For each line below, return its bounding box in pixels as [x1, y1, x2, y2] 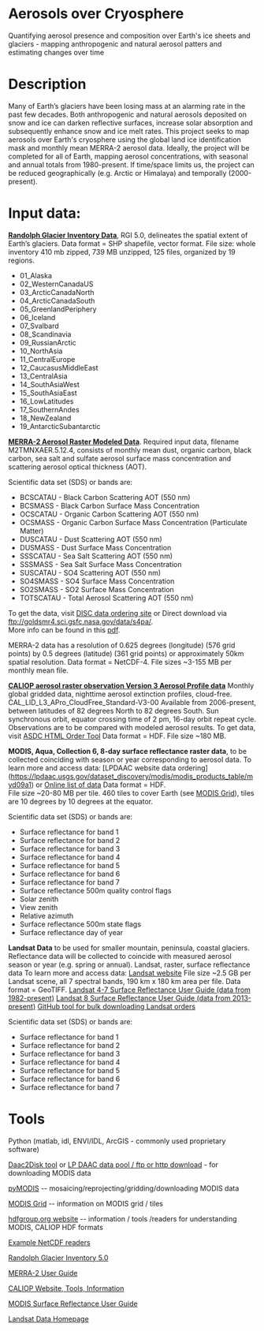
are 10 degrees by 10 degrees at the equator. [8, 796, 154, 806]
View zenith [19, 902, 58, 912]
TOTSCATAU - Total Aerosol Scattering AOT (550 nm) [19, 593, 194, 602]
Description [8, 76, 87, 93]
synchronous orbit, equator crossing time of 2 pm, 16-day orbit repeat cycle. [8, 714, 256, 724]
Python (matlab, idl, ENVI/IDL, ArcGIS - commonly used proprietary [8, 1136, 226, 1146]
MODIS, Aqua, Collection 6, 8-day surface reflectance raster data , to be [8, 746, 247, 755]
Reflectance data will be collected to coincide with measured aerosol [8, 951, 232, 960]
